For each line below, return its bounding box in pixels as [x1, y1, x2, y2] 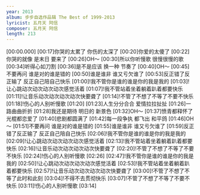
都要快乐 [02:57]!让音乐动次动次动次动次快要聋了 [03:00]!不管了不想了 [11, 168, 185, 175]
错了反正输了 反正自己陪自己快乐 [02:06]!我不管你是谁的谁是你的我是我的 [6, 130, 186, 137]
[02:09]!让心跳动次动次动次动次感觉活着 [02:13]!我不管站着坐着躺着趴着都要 [6, 138, 193, 145]
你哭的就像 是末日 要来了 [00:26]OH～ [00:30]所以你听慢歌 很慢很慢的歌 [6, 55, 184, 63]
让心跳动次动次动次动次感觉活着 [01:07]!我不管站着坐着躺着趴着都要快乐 [6, 85, 183, 92]
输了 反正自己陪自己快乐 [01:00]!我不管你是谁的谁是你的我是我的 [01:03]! [11, 78, 190, 85]
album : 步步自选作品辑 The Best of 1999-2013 [6, 14, 115, 20]
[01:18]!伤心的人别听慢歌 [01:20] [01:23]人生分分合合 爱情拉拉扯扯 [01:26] [6, 100, 186, 107]
